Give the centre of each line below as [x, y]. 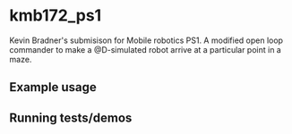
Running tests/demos [71, 117]
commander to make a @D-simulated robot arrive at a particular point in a [146, 49]
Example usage [53, 87]
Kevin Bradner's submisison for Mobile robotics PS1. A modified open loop [146, 40]
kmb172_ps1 [56, 16]
